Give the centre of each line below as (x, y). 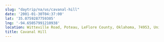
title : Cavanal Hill (26, 32)
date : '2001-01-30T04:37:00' (35, 14)
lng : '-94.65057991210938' (32, 23)
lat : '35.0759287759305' (30, 18)
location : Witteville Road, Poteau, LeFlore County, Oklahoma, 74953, (78, 28)
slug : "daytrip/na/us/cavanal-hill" (42, 9)
